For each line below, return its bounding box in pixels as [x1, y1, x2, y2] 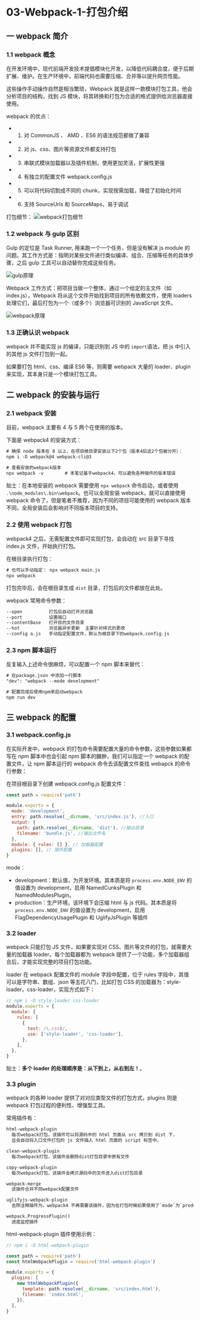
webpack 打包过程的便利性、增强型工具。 [6, 1102, 109, 1109]
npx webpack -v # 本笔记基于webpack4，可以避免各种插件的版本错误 [6, 470, 176, 476]
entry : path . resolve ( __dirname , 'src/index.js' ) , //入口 [11, 814, 154, 820]
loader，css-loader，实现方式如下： [6, 986, 95, 993]
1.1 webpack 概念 [6, 50, 55, 58]
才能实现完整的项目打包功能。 [21, 958, 95, 965]
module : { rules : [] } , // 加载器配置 [11, 841, 103, 847]
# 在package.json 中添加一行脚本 [6, 673, 82, 679]
